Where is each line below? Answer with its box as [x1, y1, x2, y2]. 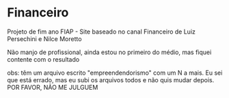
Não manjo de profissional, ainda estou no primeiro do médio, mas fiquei [7, 48, 212, 56]
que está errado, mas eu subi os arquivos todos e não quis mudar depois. [7, 75, 215, 84]
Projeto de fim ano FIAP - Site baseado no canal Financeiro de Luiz [7, 27, 196, 36]
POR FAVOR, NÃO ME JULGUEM [7, 83, 98, 91]
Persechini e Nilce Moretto [7, 34, 82, 42]
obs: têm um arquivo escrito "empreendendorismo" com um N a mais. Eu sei [7, 69, 223, 77]
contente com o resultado [7, 55, 80, 63]
